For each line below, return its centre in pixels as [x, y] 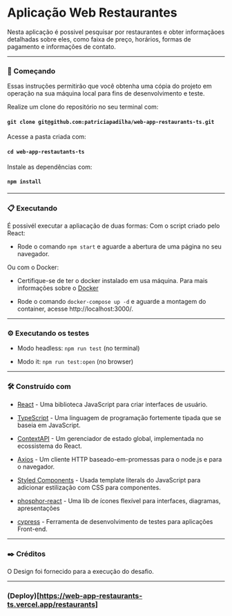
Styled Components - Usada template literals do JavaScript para [109, 480]
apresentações [38, 508]
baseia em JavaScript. [49, 425]
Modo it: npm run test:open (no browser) [75, 362]
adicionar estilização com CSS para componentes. [89, 487]
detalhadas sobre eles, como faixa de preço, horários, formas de [99, 39]
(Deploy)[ [23, 595]
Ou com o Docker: [33, 267]
